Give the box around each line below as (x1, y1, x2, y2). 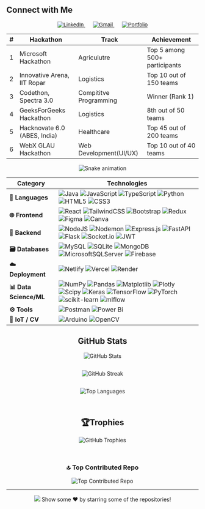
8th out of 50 (146, 106, 185, 114)
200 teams (146, 131, 179, 139)
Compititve (78, 88, 110, 97)
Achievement (151, 35, 191, 43)
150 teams (146, 78, 179, 87)
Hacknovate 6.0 (19, 124, 65, 132)
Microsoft (19, 49, 47, 58)
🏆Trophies (81, 417, 124, 428)
